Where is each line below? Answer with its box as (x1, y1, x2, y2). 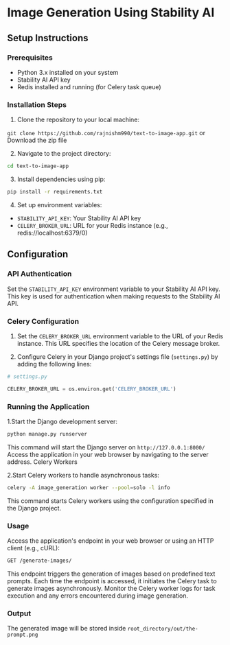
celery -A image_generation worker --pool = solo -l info (7, 484, 170, 491)
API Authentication (7, 269, 72, 279)
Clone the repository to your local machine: (16, 115, 139, 124)
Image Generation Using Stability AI (7, 5, 215, 21)
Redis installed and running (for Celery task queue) (16, 82, 161, 91)
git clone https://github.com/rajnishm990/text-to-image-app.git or (7, 129, 206, 137)
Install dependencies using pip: (16, 175, 106, 183)
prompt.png (7, 631, 38, 639)
